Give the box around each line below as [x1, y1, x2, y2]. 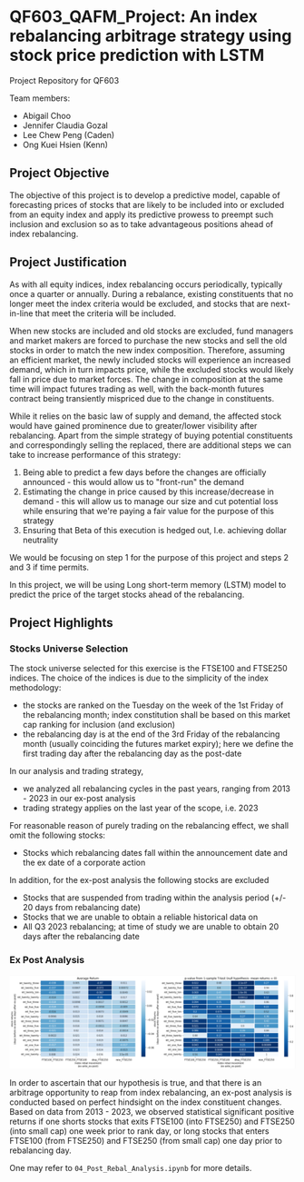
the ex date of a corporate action [22, 857, 146, 869]
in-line [9, 307, 34, 319]
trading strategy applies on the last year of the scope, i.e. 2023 [22, 802, 259, 814]
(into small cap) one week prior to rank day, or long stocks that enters [9, 1125, 270, 1137]
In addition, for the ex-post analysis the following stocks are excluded [9, 875, 270, 886]
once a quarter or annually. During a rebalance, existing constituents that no [9, 288, 294, 299]
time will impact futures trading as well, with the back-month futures [9, 383, 265, 394]
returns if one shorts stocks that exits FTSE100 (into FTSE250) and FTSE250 [9, 1116, 295, 1127]
